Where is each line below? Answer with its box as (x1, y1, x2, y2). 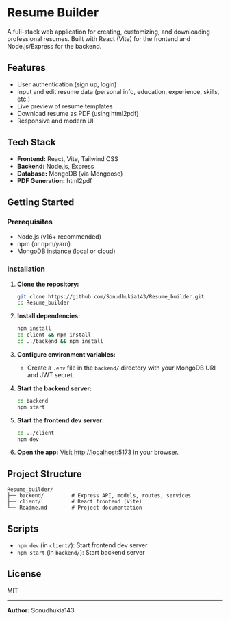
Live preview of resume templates (16, 102, 113, 110)
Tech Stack (7, 136, 56, 148)
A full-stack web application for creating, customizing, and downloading (7, 27, 211, 36)
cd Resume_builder (16, 300, 70, 307)
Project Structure (7, 468, 82, 479)
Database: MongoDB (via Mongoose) (16, 169, 123, 178)
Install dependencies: (16, 312, 81, 320)
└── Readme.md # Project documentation (7, 504, 142, 512)
